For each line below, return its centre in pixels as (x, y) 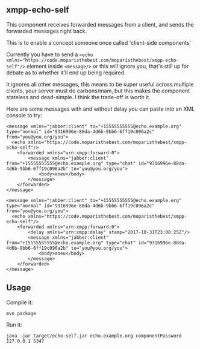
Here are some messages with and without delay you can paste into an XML (101, 109)
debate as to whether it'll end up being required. (66, 73)
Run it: (14, 325)
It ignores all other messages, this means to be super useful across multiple (100, 84)
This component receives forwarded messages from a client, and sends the (100, 24)
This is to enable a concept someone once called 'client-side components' (99, 42)
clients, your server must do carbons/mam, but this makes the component (98, 91)
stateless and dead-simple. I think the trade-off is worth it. (78, 97)
